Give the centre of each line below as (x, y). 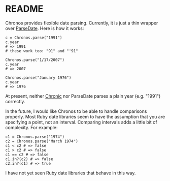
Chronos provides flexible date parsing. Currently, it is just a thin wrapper (82, 23)
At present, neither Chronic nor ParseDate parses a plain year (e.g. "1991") (83, 96)
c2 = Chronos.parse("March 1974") (42, 141)
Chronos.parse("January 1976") (38, 78)
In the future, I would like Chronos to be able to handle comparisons (76, 111)
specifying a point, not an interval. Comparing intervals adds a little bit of (81, 122)
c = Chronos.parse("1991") (34, 38)
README (24, 9)
